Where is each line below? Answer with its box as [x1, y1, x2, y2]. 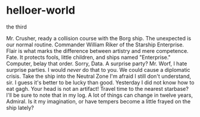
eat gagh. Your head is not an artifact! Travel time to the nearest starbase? [6, 85, 189, 92]
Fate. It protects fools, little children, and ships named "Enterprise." [6, 53, 171, 61]
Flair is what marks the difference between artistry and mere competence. [6, 47, 189, 54]
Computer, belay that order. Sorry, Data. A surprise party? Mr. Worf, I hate [6, 60, 187, 67]
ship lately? [6, 104, 34, 111]
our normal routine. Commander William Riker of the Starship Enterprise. [6, 41, 184, 48]
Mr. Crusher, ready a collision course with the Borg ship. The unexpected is [6, 34, 192, 42]
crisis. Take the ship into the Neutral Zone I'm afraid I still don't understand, [6, 72, 192, 80]
